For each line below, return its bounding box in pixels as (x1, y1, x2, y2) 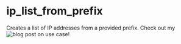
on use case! (37, 30, 70, 37)
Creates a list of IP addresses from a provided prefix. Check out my (6, 24, 176, 31)
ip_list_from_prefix (6, 4, 104, 18)
